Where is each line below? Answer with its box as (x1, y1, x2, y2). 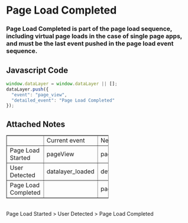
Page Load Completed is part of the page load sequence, (6, 25, 173, 33)
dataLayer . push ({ (6, 86, 49, 92)
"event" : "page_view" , (11, 92, 67, 98)
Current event (46, 137, 85, 145)
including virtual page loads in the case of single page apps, (6, 32, 182, 40)
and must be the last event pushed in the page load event (6, 40, 174, 48)
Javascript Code (6, 65, 69, 75)
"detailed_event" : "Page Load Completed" (11, 97, 115, 104)
